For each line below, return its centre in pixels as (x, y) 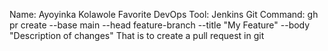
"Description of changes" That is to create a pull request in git (137, 35)
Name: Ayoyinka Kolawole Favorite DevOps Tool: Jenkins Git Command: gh (164, 14)
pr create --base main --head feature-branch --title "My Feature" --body (160, 25)
